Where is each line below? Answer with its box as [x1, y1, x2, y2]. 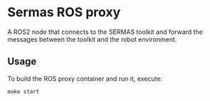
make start [7, 88, 40, 95]
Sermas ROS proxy [7, 4, 121, 20]
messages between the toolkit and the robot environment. [7, 35, 177, 43]
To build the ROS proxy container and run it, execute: [7, 74, 162, 83]
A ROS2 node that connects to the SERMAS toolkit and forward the [7, 28, 203, 36]
